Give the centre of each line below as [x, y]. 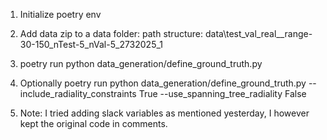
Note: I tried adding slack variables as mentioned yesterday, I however [164, 113]
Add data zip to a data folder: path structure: [111, 33]
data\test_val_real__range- [258, 33]
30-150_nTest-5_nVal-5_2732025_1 [91, 44]
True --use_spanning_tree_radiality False [222, 93]
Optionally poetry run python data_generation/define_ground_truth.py [163, 83]
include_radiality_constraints [78, 93]
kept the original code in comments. [93, 123]
